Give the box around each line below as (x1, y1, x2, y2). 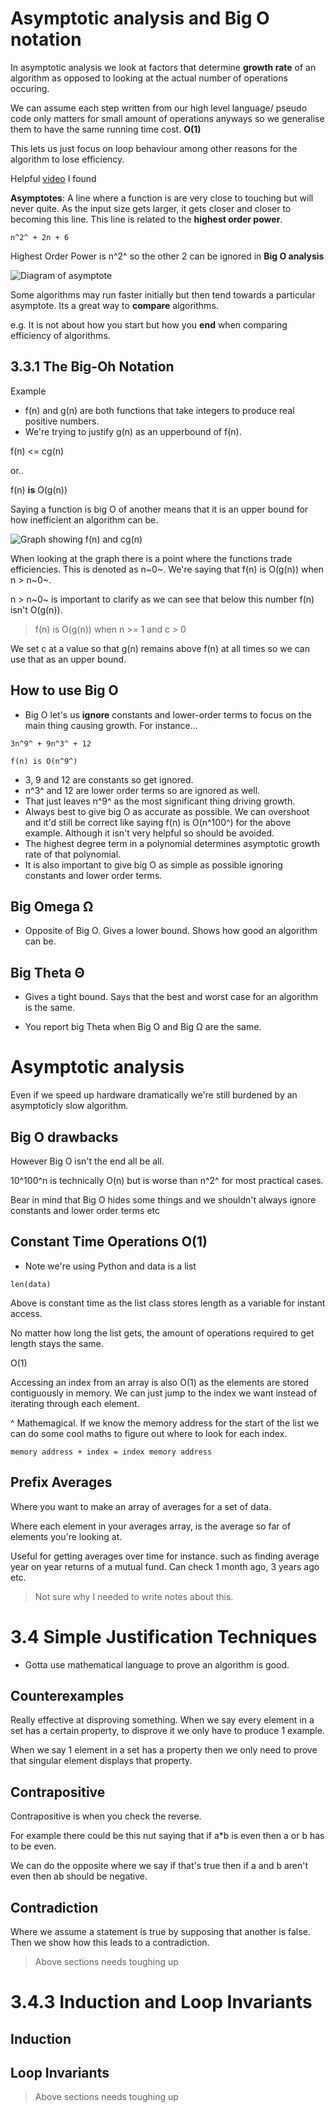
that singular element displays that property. (10, 1755, 193, 1767)
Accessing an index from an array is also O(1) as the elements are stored (10, 1376, 310, 1388)
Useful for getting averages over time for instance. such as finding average (10, 1550, 320, 1562)
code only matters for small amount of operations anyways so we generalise (10, 112, 325, 124)
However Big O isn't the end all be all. (10, 1155, 165, 1167)
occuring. (10, 82, 50, 94)
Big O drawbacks (10, 1128, 119, 1146)
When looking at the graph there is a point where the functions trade (10, 552, 293, 564)
